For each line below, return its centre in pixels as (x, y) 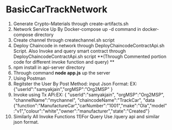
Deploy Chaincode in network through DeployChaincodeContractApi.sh (89, 45)
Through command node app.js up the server (62, 72)
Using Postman (29, 78)
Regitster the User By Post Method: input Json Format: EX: (75, 84)
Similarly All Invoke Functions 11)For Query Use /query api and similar (86, 116)
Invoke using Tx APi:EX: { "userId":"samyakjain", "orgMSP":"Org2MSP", (89, 95)
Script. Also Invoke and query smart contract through (70, 51)
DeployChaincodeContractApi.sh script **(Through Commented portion (90, 56)
